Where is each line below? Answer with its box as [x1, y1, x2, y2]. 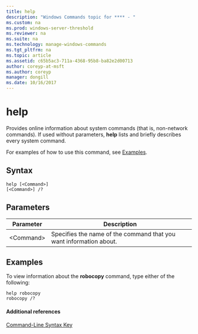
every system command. [6, 137, 67, 144]
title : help [6, 8, 35, 15]
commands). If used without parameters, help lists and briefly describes [6, 131, 181, 138]
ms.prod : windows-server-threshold [6, 25, 94, 31]
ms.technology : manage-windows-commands [6, 42, 107, 48]
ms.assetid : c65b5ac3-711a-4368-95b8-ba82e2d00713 [6, 58, 133, 64]
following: [6, 279, 30, 286]
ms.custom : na [6, 19, 41, 25]
